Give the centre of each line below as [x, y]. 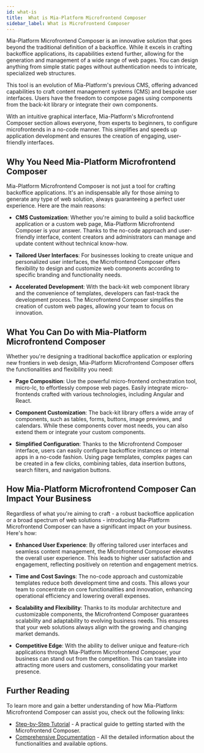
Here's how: [21, 533]
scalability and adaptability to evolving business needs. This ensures [102, 620]
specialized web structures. [41, 73]
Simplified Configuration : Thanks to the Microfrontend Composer [99, 444]
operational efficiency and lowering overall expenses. [82, 596]
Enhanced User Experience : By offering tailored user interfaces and [101, 545]
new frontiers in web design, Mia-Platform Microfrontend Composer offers [100, 363]
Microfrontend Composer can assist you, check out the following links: [96, 712]
